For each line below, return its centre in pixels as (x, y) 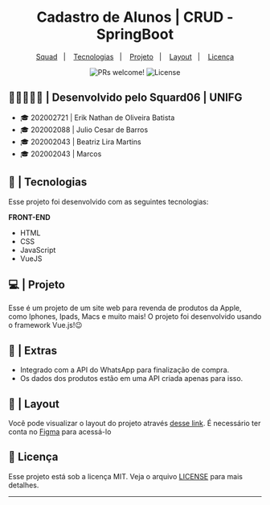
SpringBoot (135, 34)
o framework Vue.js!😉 (45, 325)
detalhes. (24, 485)
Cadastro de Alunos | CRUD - (135, 17)
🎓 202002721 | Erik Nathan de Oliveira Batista (97, 118)
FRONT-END (29, 217)
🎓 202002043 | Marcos (61, 154)
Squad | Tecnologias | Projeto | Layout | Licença (135, 56)
